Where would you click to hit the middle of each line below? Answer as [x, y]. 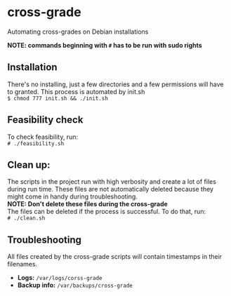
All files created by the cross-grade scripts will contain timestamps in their [115, 257]
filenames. [22, 264]
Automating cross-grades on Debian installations [78, 32]
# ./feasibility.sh [36, 143]
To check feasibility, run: [43, 137]
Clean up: [29, 164]
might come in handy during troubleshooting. [73, 196]
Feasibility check [45, 120]
